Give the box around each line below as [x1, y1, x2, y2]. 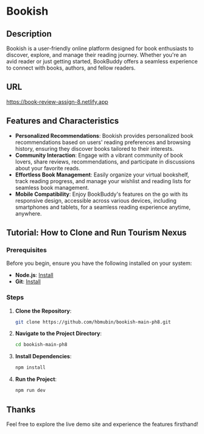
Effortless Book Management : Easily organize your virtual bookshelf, [15, 171, 189, 178]
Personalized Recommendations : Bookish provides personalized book [15, 132, 194, 139]
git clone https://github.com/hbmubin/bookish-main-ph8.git [15, 319, 171, 325]
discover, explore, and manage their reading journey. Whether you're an [6, 51, 187, 59]
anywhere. [15, 209, 42, 217]
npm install [15, 364, 46, 371]
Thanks [6, 404, 36, 414]
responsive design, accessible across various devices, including [15, 197, 177, 204]
